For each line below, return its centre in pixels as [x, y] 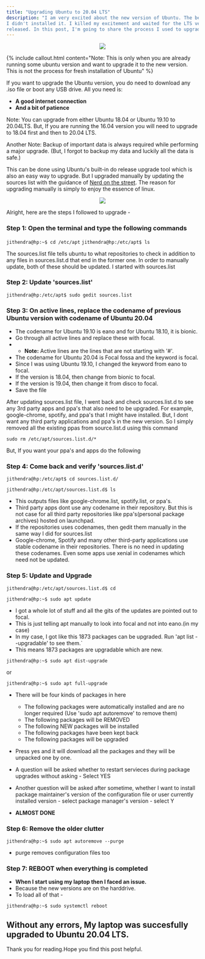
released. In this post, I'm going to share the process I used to [94, 29]
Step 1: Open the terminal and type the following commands [97, 229]
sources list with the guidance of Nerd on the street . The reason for [91, 183]
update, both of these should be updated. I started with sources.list [91, 267]
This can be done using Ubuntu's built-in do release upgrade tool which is [99, 170]
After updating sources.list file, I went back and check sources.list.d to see [100, 402]
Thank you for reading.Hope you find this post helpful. [74, 949]
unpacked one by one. [43, 757]
